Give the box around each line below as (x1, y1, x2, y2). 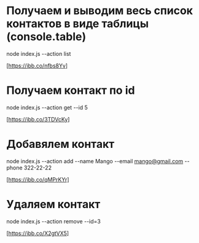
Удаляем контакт (6, 198, 101, 211)
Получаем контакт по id (6, 83, 135, 98)
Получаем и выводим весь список (6, 4, 193, 18)
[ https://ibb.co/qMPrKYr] (6, 175, 69, 183)
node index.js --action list (6, 50, 71, 57)
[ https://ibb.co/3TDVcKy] (6, 115, 70, 123)
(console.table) (6, 30, 87, 44)
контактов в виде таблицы (6, 17, 149, 31)
